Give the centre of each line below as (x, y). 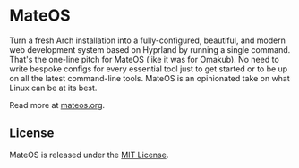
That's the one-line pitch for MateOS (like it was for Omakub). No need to (144, 59)
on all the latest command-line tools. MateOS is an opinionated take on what (150, 78)
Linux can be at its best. (53, 88)
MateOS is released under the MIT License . (89, 155)
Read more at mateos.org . (57, 105)
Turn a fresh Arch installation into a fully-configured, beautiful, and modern (148, 40)
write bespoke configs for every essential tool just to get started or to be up (149, 69)
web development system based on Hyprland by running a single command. (150, 49)
